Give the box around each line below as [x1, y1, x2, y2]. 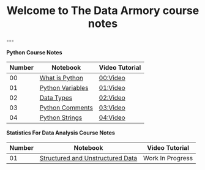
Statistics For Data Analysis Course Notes [6, 129, 115, 136]
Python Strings [39, 113, 83, 122]
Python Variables [39, 83, 89, 92]
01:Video [99, 83, 125, 92]
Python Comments [39, 103, 93, 112]
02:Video [99, 93, 125, 102]
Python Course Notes [6, 48, 62, 56]
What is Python [39, 73, 84, 82]
